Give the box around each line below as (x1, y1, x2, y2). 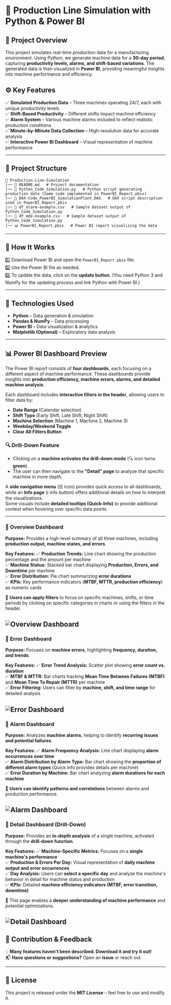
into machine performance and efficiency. (5, 71, 93, 77)
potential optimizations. (5, 902, 54, 909)
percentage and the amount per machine (5, 556, 91, 562)
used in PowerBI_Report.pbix (5, 200, 67, 205)
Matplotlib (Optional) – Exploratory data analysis (12, 329, 116, 335)
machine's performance (5, 854, 58, 860)
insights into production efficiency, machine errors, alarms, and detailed (5, 376, 160, 382)
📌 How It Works (5, 243, 55, 252)
